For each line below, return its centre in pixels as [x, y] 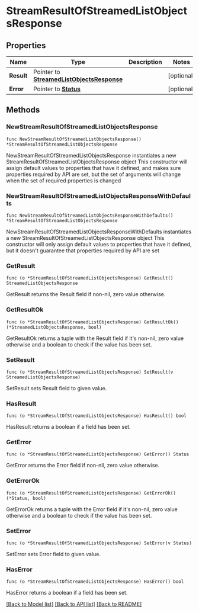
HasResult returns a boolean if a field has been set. [69, 427]
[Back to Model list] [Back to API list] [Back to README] [74, 604]
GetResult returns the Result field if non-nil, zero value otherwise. [86, 294]
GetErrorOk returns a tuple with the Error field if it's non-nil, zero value [92, 509]
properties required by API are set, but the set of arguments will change [94, 174]
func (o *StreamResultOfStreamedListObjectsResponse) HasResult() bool [96, 416]
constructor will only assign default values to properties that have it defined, [99, 244]
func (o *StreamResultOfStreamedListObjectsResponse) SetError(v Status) [99, 543]
